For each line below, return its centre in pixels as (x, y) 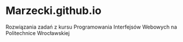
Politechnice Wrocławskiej (38, 33)
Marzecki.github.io (53, 11)
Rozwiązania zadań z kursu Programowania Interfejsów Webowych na (91, 27)
